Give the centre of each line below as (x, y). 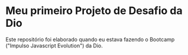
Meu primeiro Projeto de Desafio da (94, 11)
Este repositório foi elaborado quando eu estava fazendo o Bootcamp (90, 39)
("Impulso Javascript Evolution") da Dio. (54, 46)
